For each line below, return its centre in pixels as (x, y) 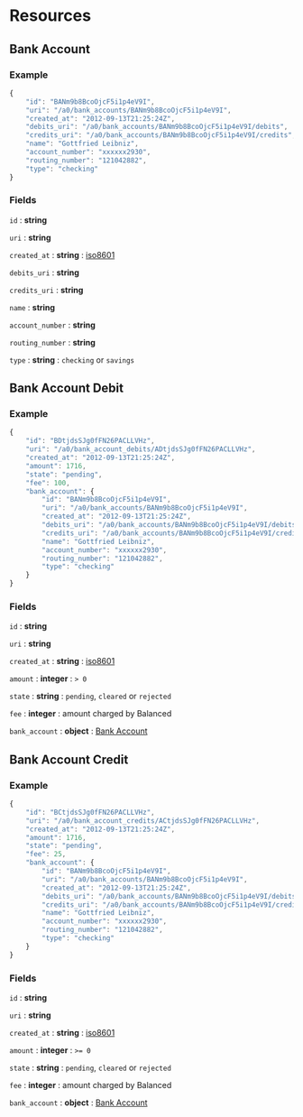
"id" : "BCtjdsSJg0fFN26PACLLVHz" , (90, 812)
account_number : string (53, 325)
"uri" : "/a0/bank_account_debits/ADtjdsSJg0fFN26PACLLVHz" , (141, 449)
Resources (50, 16)
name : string (32, 307)
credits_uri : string (46, 290)
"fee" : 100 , (48, 483)
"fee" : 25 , (46, 854)
